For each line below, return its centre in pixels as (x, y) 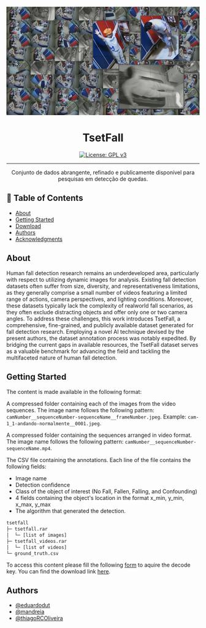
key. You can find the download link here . (59, 571)
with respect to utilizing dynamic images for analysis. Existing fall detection (101, 279)
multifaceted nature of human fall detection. (62, 358)
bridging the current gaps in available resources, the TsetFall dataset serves (102, 344)
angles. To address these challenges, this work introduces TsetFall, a (93, 319)
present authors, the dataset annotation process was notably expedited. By (101, 338)
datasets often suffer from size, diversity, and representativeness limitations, (103, 286)
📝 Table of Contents (45, 198)
